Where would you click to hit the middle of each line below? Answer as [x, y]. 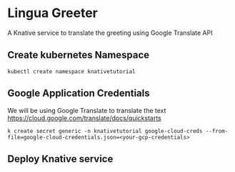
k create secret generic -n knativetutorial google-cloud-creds [105, 131]
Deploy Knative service [60, 159]
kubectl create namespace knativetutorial [71, 71]
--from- [217, 131]
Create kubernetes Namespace [79, 55]
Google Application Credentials [79, 93]
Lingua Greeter [53, 13]
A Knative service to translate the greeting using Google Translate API [110, 33]
